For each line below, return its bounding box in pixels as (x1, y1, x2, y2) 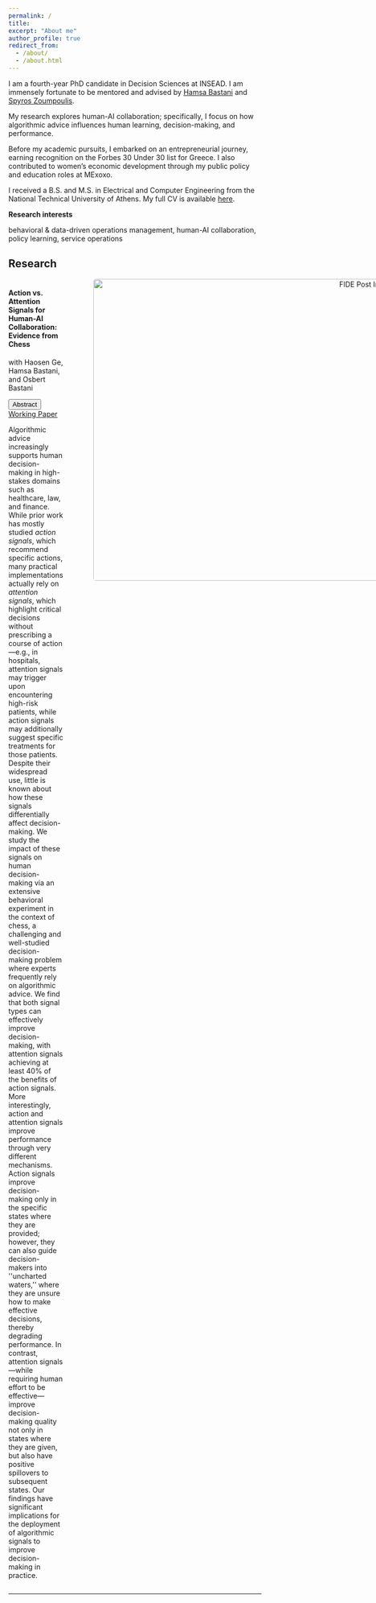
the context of (8, 912, 55, 921)
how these (8, 792, 43, 801)
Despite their (8, 758, 51, 768)
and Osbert (8, 374, 46, 384)
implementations (8, 570, 64, 579)
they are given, (8, 1442, 58, 1452)
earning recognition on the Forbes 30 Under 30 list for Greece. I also (8, 152, 235, 162)
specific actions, (8, 553, 63, 562)
